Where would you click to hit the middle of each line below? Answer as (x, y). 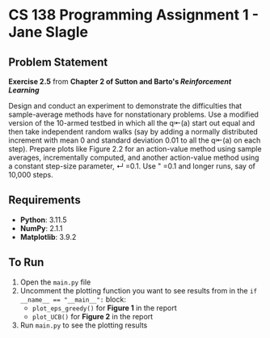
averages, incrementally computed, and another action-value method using (134, 157)
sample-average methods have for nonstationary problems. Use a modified (133, 114)
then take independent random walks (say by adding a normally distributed (133, 132)
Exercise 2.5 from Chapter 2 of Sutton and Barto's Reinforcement (120, 81)
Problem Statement (58, 62)
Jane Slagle (49, 32)
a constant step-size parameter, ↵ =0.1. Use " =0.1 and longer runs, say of (132, 166)
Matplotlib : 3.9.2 (48, 237)
